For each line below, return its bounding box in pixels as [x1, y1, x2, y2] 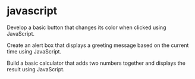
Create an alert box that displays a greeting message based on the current [7, 42, 189, 49]
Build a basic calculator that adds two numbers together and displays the [7, 59, 186, 67]
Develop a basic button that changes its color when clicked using [7, 24, 166, 31]
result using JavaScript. [7, 65, 65, 72]
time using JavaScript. [7, 48, 62, 55]
